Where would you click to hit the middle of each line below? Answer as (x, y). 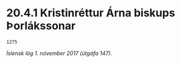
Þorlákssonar (41, 26)
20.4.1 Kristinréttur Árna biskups (91, 13)
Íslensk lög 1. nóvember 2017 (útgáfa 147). (59, 53)
